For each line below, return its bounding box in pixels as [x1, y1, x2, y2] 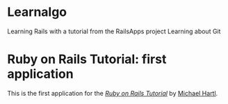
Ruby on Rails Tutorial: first [7, 51, 167, 67]
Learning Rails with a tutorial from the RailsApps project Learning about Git [7, 27, 221, 35]
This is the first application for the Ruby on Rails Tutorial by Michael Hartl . [7, 89, 218, 97]
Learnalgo [7, 4, 67, 20]
